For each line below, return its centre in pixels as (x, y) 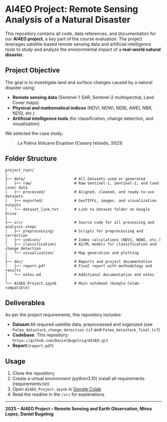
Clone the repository (33, 373)
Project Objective (33, 70)
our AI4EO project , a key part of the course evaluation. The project (74, 39)
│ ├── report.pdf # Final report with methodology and (79, 266)
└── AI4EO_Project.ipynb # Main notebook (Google (65, 283)
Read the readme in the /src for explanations (58, 395)
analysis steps (21, 227)
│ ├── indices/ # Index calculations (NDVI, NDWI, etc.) (83, 240)
